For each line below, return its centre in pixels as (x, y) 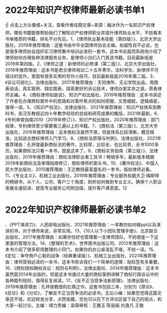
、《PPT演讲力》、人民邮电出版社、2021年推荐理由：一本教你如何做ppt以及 (81, 225)
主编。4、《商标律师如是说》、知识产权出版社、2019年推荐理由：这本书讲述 (85, 94)
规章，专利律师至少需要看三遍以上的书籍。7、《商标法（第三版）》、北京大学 (82, 126)
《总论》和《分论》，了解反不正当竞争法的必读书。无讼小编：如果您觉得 (77, 293)
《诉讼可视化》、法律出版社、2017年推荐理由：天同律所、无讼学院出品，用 (80, 82)
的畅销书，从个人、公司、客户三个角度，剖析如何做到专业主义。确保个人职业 (83, 181)
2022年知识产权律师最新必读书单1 (75, 10)
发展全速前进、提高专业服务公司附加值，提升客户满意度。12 (66, 188)
